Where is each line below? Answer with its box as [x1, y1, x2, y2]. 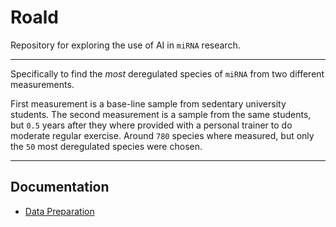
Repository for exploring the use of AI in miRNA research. [10, 39, 241, 51]
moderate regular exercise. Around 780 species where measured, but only [10, 129, 315, 141]
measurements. [10, 78, 75, 90]
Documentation [10, 179, 110, 196]
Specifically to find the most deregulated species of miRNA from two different [10, 67, 325, 80]
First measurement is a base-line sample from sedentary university [10, 97, 287, 110]
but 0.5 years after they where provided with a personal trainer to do [10, 119, 293, 131]
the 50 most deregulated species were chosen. [10, 140, 203, 152]
